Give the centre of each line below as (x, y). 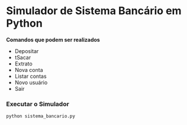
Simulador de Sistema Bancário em (94, 11)
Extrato (23, 64)
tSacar (23, 57)
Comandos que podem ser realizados (53, 40)
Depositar (27, 51)
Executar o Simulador (38, 104)
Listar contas (30, 76)
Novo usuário (31, 82)
